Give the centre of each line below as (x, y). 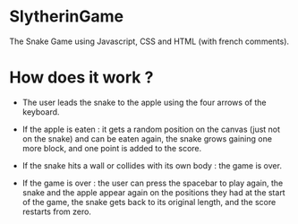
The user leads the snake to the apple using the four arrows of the (144, 102)
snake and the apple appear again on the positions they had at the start (153, 192)
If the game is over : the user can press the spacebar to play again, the (153, 183)
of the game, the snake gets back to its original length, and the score (149, 202)
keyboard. (41, 112)
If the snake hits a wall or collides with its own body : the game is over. (152, 165)
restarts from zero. (57, 211)
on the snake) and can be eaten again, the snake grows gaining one (147, 138)
